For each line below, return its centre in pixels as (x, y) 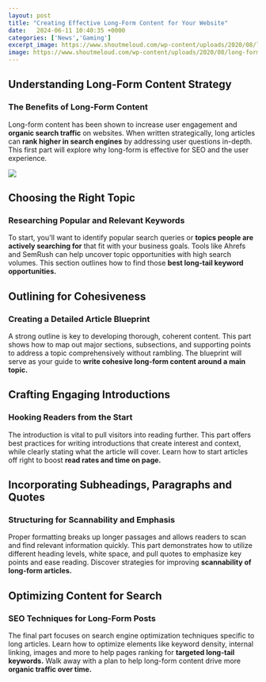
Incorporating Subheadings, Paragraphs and (120, 485)
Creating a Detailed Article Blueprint (79, 319)
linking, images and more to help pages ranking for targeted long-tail (122, 653)
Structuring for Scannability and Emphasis (92, 520)
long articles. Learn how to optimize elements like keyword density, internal (131, 644)
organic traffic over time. (50, 669)
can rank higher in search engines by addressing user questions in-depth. (130, 141)
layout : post (30, 15)
